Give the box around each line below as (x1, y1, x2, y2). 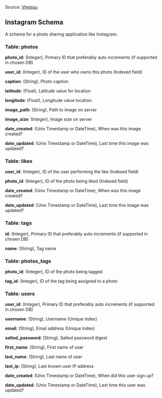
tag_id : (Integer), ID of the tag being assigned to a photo (5, 278, 118, 284)
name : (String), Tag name (5, 245, 57, 251)
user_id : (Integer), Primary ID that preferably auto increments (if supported (5, 301, 155, 307)
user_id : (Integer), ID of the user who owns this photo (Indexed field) (5, 69, 143, 75)
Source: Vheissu (5, 4, 38, 10)
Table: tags (5, 219, 32, 226)
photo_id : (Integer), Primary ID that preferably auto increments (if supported (5, 55, 158, 60)
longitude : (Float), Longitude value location (5, 98, 92, 103)
